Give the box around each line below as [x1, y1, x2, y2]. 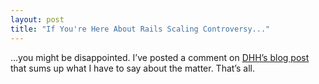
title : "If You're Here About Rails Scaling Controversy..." [10, 24, 271, 34]
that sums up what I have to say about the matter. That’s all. [10, 62, 255, 74]
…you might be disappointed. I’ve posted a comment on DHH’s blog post [10, 51, 310, 63]
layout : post [10, 14, 65, 25]
